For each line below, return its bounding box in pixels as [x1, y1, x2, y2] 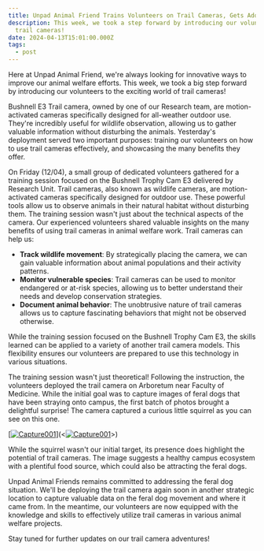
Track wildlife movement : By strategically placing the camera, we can [19, 250, 247, 259]
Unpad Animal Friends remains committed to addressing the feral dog [8, 477, 233, 486]
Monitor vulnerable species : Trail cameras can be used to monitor [19, 275, 236, 284]
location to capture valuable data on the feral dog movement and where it [8, 493, 246, 503]
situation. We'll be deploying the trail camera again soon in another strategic [8, 486, 255, 494]
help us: [8, 234, 35, 244]
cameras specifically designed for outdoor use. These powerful [39, 192, 246, 202]
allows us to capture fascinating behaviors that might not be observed [19, 308, 247, 318]
